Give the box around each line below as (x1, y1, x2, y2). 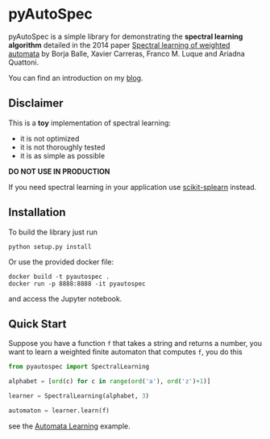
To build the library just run (8, 227, 98, 237)
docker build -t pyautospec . (8, 272, 110, 281)
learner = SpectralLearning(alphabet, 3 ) (8, 392, 150, 400)
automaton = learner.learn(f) (8, 407, 110, 415)
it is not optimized (19, 133, 80, 143)
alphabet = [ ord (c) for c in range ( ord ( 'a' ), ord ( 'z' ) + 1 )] (8, 378, 211, 386)
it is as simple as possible (19, 150, 106, 160)
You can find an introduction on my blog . (8, 73, 143, 82)
